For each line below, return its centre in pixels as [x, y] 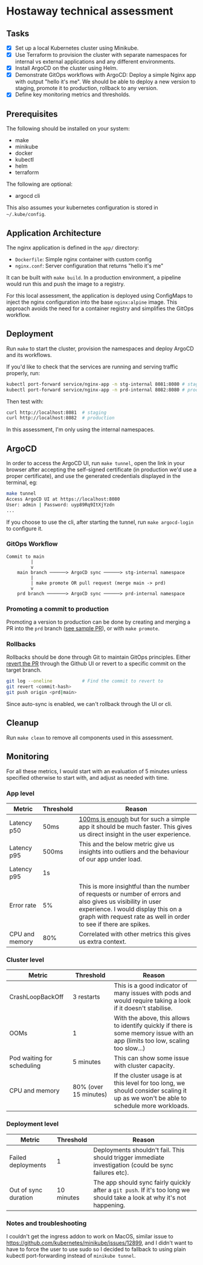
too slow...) [130, 1048]
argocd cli [27, 196]
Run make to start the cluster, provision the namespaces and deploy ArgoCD [100, 348]
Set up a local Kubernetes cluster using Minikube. [77, 48]
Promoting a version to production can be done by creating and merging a [98, 622]
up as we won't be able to [150, 1098]
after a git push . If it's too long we [142, 1190]
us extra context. [103, 942]
